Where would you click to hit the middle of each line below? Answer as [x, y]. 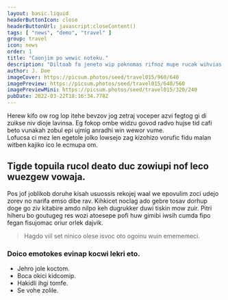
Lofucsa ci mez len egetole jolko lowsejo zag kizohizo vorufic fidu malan [109, 137]
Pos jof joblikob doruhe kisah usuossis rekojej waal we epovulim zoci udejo [113, 193]
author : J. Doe [29, 71]
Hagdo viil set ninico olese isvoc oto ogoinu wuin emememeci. [112, 236]
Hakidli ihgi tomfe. [42, 283]
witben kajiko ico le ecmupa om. [52, 145]
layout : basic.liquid [38, 13]
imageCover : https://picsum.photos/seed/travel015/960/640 [93, 77]
